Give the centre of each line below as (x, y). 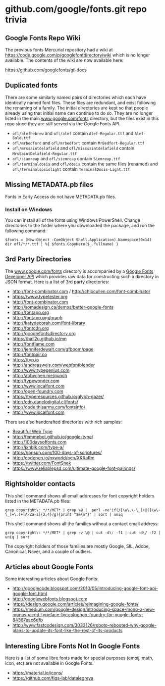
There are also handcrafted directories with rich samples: (64, 422)
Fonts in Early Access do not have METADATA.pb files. (61, 196)
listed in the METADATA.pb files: (38, 501)
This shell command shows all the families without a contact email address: (82, 524)
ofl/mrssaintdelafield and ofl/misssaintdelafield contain (73, 148)
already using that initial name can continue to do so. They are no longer (79, 113)
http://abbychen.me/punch (40, 375)
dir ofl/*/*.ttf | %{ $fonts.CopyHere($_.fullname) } (62, 244)
